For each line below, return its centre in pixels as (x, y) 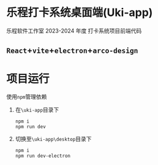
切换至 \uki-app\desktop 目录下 (53, 139)
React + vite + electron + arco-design (72, 51)
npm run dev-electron (43, 156)
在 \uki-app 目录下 (37, 110)
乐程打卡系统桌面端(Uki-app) (80, 13)
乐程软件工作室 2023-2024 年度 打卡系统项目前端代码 (74, 31)
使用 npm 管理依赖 (27, 97)
